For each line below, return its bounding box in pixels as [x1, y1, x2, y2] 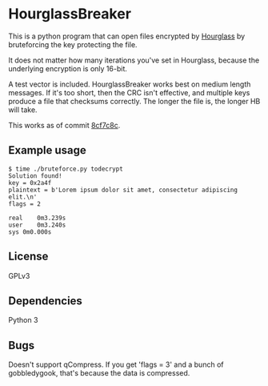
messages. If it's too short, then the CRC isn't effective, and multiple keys [8, 87, 250, 97]
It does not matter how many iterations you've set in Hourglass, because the [8, 55, 260, 65]
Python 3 [8, 316, 38, 325]
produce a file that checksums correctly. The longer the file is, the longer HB [8, 96, 261, 106]
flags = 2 [8, 199, 42, 208]
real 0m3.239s [8, 214, 66, 222]
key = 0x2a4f [8, 179, 52, 187]
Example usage [8, 143, 86, 157]
